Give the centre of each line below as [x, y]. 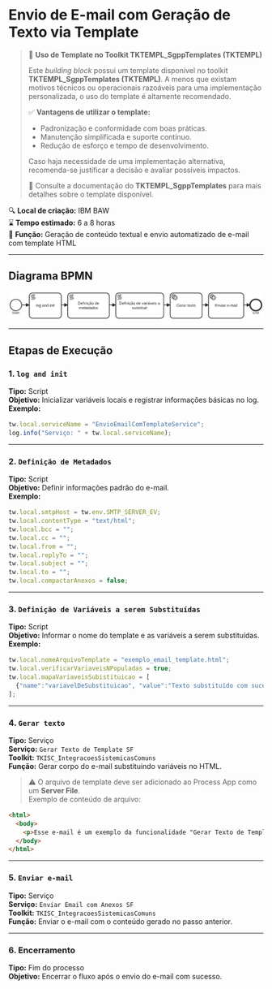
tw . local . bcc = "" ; [41, 529]
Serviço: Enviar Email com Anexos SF [71, 904]
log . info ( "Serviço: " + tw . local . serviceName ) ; [90, 433]
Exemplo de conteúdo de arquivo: [85, 799]
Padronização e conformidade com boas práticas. [124, 128]
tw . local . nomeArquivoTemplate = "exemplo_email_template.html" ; [119, 660]
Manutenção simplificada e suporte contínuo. [116, 136]
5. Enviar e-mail [41, 878]
